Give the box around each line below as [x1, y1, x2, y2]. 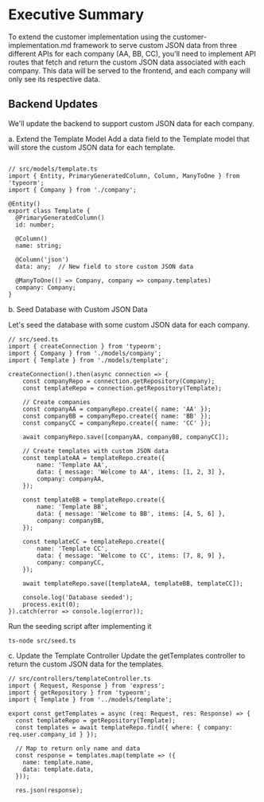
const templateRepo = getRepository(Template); [15, 716, 177, 725]
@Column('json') [15, 255, 69, 264]
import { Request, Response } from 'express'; [8, 682, 165, 690]
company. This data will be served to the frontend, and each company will [8, 65, 250, 75]
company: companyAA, [37, 474, 105, 483]
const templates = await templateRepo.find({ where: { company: [15, 723, 233, 731]
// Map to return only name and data [15, 744, 141, 753]
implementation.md [8, 40, 72, 49]
